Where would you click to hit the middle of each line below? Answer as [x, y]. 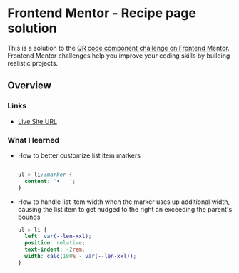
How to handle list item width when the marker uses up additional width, [124, 202]
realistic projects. [33, 63]
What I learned [33, 140]
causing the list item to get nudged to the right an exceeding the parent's [125, 209]
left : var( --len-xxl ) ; [58, 237]
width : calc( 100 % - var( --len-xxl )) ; [81, 257]
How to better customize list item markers [79, 155]
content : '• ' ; [50, 181]
